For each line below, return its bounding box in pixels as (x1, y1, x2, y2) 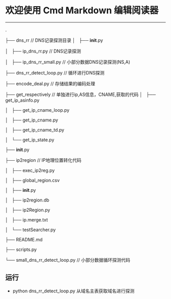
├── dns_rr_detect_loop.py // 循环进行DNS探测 (5, 69, 105, 76)
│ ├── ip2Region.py (5, 207, 50, 213)
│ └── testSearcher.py (5, 227, 56, 233)
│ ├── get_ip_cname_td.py (5, 127, 65, 133)
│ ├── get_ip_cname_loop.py (5, 107, 70, 113)
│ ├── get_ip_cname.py (5, 117, 59, 123)
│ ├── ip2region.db (5, 197, 49, 203)
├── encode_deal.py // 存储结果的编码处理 (5, 80, 95, 87)
